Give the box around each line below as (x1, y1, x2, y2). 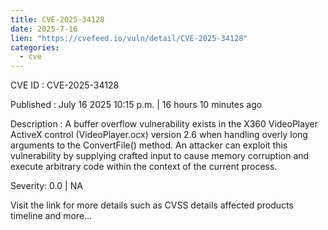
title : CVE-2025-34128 (10, 14, 105, 25)
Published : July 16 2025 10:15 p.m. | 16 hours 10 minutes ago (10, 99, 263, 111)
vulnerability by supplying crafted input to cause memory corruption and (10, 150, 310, 162)
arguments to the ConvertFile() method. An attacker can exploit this (10, 139, 288, 151)
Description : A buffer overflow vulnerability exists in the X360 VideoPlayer (10, 118, 318, 130)
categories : (10, 42, 60, 53)
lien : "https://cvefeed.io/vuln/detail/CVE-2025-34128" (10, 33, 248, 43)
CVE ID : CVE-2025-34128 (10, 79, 120, 91)
